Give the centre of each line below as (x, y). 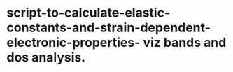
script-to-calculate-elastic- (89, 13)
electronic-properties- (73, 43)
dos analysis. (46, 58)
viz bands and (184, 43)
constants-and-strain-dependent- (109, 28)
